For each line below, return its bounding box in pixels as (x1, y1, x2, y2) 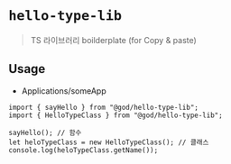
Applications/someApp (21, 85, 106, 96)
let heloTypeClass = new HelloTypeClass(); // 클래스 (8, 138, 209, 147)
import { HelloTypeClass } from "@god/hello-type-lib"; (8, 111, 223, 120)
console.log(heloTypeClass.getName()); (8, 145, 159, 155)
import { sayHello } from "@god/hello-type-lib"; (8, 103, 199, 112)
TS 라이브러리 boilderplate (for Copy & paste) (30, 34, 198, 45)
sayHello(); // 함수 (8, 128, 82, 137)
